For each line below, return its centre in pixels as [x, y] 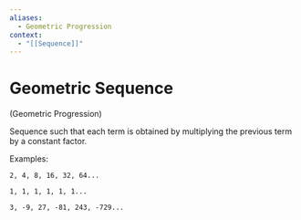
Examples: [29, 159]
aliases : [26, 18]
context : [26, 35]
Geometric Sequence [91, 89]
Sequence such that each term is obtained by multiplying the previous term [151, 131]
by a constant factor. [48, 141]
